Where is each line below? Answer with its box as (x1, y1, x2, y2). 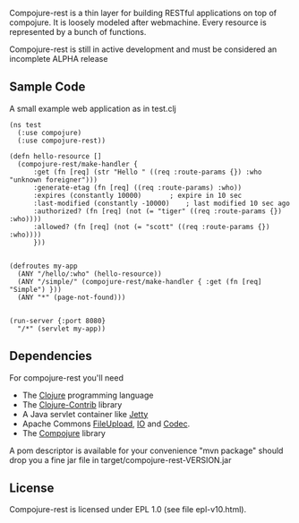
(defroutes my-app (9, 261, 78, 270)
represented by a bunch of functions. (9, 27, 147, 37)
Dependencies (9, 348, 92, 364)
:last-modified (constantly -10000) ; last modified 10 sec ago (32, 199, 291, 208)
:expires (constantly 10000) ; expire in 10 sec (32, 191, 243, 200)
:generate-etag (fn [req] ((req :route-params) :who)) (32, 183, 243, 192)
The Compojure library (21, 427, 106, 438)
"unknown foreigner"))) (9, 175, 98, 184)
